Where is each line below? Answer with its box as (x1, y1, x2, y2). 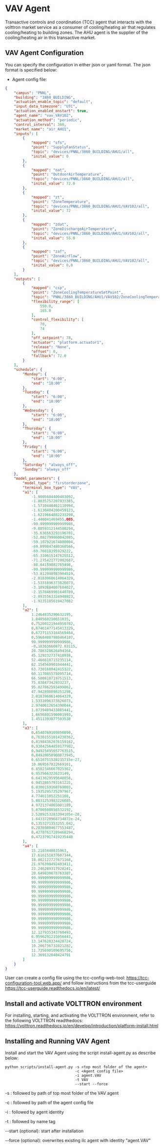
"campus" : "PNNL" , (14, 90, 51, 95)
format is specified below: (5, 67, 58, 73)
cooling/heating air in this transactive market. (5, 35, 96, 41)
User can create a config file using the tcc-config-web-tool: (5, 975, 125, 981)
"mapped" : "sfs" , (31, 140, 67, 145)
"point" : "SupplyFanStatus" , (31, 145, 91, 150)
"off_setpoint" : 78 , (31, 335, 73, 340)
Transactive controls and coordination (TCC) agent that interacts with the (5, 19, 152, 25)
